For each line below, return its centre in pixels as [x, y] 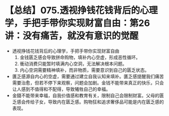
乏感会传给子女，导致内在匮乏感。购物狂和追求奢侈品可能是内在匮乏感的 [88, 102]
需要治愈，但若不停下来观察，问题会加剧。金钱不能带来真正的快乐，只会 [88, 82]
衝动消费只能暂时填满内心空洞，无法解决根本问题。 [73, 64]
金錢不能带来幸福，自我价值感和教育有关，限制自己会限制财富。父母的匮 [88, 95]
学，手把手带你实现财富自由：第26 [77, 23]
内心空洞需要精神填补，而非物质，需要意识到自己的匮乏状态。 [84, 70]
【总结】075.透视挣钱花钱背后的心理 [81, 10]
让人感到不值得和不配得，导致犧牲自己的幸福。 [61, 89]
